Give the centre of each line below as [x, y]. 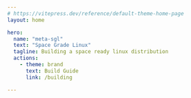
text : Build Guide [52, 71]
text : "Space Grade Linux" [52, 46]
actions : [26, 58]
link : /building [49, 77]
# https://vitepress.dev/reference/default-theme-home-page [96, 13]
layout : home [26, 20]
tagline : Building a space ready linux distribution [91, 52]
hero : [15, 32]
